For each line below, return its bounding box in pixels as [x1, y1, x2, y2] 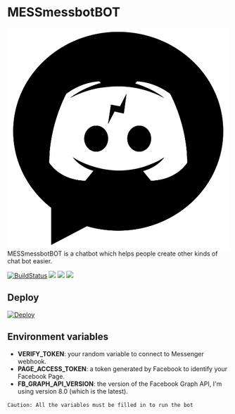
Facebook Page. [17, 372, 65, 380]
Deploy [7, 291, 39, 303]
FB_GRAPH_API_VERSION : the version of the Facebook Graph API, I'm [17, 379, 222, 388]
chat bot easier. [7, 256, 53, 265]
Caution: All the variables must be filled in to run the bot [7, 401, 193, 408]
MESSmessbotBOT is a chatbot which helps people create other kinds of [7, 249, 218, 258]
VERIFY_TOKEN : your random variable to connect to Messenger [17, 349, 204, 358]
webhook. [17, 357, 47, 365]
